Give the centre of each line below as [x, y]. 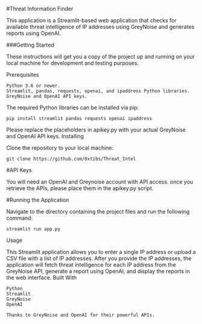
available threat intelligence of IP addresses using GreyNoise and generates [100, 27]
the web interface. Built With [42, 278]
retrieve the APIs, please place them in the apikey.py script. [80, 188]
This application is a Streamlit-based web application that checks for [91, 20]
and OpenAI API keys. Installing [45, 136]
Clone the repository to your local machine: [60, 148]
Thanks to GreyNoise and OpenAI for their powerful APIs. [80, 315]
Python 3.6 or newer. [33, 86]
